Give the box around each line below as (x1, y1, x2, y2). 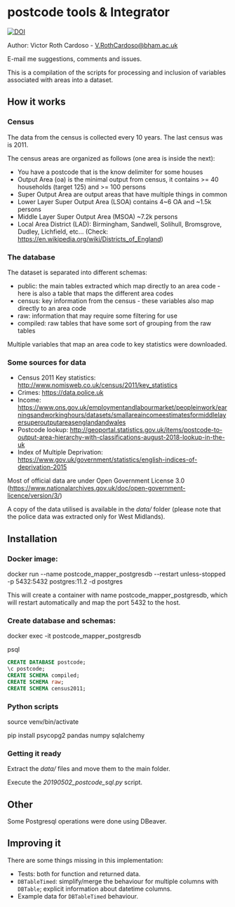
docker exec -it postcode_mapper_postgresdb (7, 632, 142, 640)
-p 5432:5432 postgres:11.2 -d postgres (7, 577, 123, 586)
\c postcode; (7, 666, 46, 673)
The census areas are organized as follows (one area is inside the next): (7, 154, 215, 162)
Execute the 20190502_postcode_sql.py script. (7, 778, 142, 786)
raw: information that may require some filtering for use (17, 311, 177, 320)
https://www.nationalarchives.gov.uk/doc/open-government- (9, 484, 186, 492)
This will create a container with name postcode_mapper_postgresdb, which (7, 591, 228, 599)
